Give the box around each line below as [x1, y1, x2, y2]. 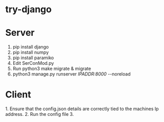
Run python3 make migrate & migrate [12, 65, 91, 72]
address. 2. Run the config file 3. [5, 111, 74, 117]
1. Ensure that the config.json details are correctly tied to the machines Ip [5, 106, 159, 112]
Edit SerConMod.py [12, 60, 54, 66]
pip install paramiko [12, 55, 54, 61]
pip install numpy [12, 50, 49, 56]
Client [5, 89, 32, 101]
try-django [5, 4, 52, 15]
